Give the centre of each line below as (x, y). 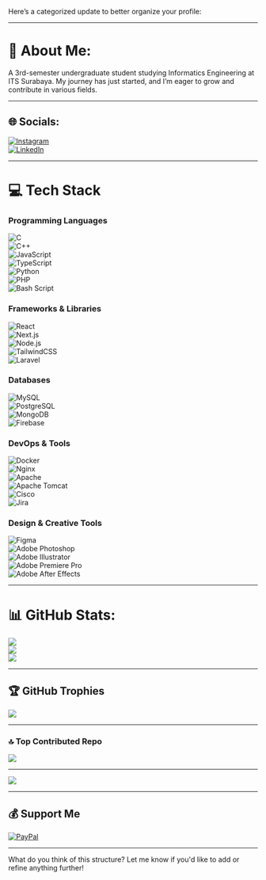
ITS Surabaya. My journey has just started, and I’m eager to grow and (122, 81)
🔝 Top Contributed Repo (55, 741)
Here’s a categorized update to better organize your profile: (105, 11)
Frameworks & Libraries (55, 309)
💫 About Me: (50, 51)
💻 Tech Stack (55, 190)
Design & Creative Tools (55, 524)
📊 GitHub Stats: (62, 615)
